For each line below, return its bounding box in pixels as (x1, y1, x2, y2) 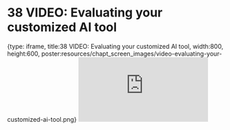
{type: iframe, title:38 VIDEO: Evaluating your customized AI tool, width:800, (7, 42, 224, 50)
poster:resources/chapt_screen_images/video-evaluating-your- (41, 50, 222, 58)
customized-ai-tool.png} (7, 115, 77, 123)
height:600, (7, 50, 40, 58)
